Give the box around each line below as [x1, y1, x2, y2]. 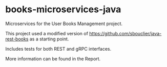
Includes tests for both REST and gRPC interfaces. [5, 46, 112, 52]
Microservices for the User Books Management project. [5, 20, 123, 27]
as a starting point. [29, 36, 69, 42]
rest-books [5, 36, 29, 42]
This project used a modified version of [5, 30, 89, 36]
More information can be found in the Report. [5, 55, 101, 62]
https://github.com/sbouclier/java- [89, 30, 162, 36]
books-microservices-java [5, 4, 121, 15]
